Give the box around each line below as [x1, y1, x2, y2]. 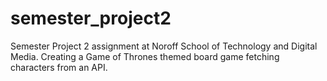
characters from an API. [10, 61, 108, 73]
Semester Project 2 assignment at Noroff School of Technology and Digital [10, 40, 318, 52]
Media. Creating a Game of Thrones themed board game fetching [10, 50, 280, 62]
